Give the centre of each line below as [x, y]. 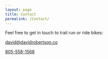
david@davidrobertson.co [32, 42]
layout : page [18, 10]
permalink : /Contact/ [27, 19]
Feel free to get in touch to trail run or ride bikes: [54, 33]
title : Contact [21, 14]
